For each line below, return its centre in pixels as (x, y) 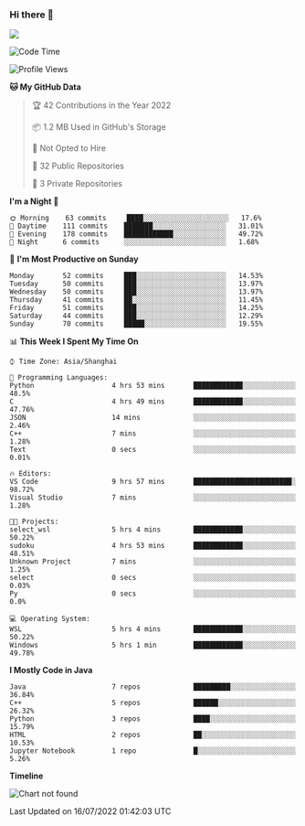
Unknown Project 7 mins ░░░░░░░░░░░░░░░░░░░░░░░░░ (153, 562)
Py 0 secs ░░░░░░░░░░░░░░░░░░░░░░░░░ (153, 594)
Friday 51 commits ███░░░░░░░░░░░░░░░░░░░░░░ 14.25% (136, 308)
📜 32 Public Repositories (78, 166)
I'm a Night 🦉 (34, 201)
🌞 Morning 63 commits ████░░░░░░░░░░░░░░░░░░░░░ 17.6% (136, 219)
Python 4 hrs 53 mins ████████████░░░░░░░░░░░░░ (153, 386)
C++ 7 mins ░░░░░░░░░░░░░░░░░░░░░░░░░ (153, 434)
